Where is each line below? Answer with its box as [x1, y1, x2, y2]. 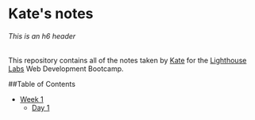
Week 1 [19, 95, 44, 104]
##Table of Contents [8, 80, 75, 89]
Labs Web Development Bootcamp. [8, 64, 125, 73]
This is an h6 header [8, 31, 76, 40]
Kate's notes [8, 5, 94, 23]
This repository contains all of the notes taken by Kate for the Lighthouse [8, 56, 247, 66]
